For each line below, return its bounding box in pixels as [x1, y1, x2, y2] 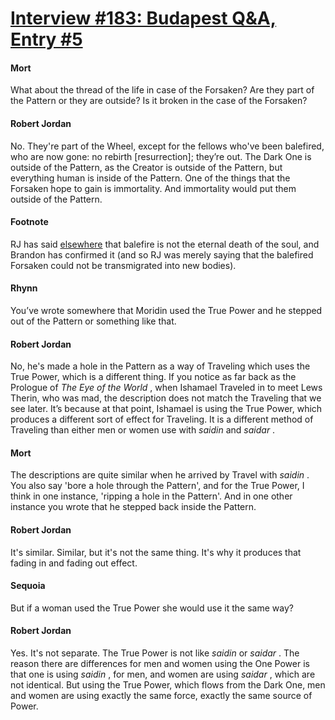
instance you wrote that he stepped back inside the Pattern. [10, 501, 257, 513]
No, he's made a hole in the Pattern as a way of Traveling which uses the [10, 360, 311, 372]
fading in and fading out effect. [10, 557, 138, 569]
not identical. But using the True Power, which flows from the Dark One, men [10, 679, 326, 691]
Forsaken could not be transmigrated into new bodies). [10, 259, 237, 271]
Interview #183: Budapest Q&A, [10, 7, 277, 30]
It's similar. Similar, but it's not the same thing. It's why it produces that [10, 546, 302, 558]
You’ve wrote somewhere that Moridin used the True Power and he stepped [10, 305, 323, 316]
